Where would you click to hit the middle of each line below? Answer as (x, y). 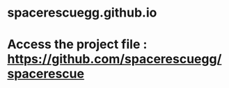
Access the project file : (77, 45)
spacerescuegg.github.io (82, 13)
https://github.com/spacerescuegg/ (114, 59)
